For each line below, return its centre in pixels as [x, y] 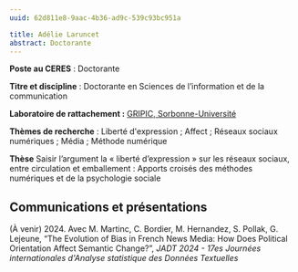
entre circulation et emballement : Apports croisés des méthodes [131, 169]
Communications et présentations [108, 207]
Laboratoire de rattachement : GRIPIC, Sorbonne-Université [123, 114]
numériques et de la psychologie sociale [85, 178]
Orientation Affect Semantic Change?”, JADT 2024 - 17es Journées [135, 248]
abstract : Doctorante [51, 43]
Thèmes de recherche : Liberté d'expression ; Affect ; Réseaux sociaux [144, 131]
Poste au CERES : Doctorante [65, 68]
